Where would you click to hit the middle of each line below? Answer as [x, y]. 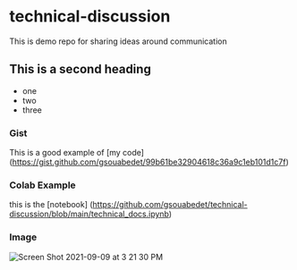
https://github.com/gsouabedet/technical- [170, 205]
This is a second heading [81, 69]
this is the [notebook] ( [51, 205]
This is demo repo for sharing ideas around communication [118, 41]
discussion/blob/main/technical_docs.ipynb [89, 214]
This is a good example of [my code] [77, 153]
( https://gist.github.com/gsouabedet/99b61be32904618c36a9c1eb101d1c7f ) [149, 162]
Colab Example [42, 185]
